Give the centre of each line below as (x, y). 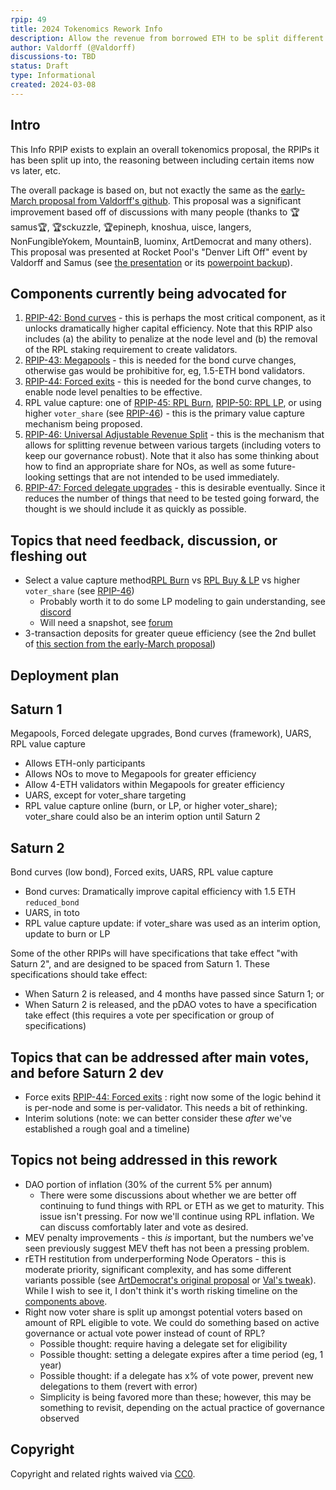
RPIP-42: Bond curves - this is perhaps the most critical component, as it (175, 318)
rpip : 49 (28, 19)
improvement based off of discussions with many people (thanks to (149, 212)
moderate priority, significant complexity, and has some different (158, 1269)
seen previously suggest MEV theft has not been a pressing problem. (167, 1248)
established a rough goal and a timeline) (107, 1129)
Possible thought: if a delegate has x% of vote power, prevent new (176, 1375)
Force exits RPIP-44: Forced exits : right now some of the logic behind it (173, 1097)
